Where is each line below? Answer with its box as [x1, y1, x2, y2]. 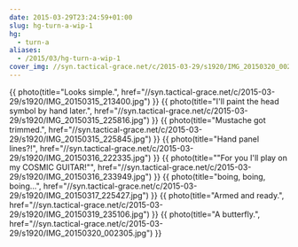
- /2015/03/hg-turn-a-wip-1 [17, 54, 122, 63]
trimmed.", [9, 124, 47, 135]
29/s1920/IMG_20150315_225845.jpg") [9, 134, 153, 144]
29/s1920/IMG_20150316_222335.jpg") [9, 152, 152, 163]
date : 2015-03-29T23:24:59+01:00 [9, 12, 133, 22]
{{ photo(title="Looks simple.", [9, 86, 120, 97]
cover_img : [9, 63, 50, 72]
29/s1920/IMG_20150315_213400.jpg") [9, 96, 151, 106]
